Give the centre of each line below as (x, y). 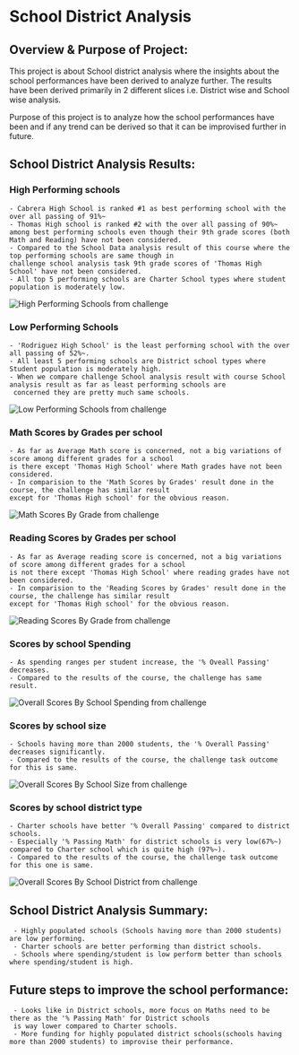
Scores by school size (58, 726)
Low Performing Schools (64, 327)
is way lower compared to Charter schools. (95, 1026)
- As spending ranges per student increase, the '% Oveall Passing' (140, 662)
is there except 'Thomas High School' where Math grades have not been (145, 467)
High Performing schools (65, 190)
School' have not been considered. (76, 271)
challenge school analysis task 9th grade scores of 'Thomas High (136, 263)
